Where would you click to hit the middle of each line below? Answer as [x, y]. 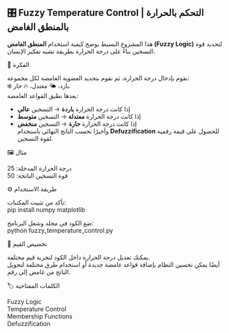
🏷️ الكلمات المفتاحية [33, 285]
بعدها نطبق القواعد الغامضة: [43, 95]
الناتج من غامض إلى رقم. [39, 272]
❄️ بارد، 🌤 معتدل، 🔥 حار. [39, 86]
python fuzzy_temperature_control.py [60, 230]
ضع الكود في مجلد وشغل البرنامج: [50, 223]
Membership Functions [40, 316]
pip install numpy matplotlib [46, 209]
